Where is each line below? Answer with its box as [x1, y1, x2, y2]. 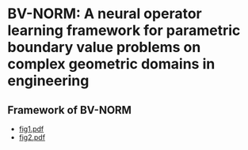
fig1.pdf [18, 124, 44, 133]
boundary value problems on [7, 39, 201, 56]
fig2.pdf [18, 133, 45, 142]
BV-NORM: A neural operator [7, 5, 203, 23]
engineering [7, 72, 90, 90]
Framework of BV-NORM [7, 103, 132, 117]
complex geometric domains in [7, 55, 216, 73]
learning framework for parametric [7, 21, 241, 39]
